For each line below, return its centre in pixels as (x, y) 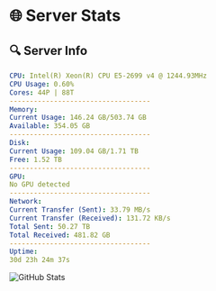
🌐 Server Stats (65, 16)
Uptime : (24, 252)
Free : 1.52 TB (36, 159)
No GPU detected (40, 185)
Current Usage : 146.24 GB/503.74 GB (78, 118)
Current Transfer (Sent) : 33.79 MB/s (80, 210)
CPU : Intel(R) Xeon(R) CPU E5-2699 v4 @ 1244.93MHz (108, 76)
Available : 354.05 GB (50, 126)
